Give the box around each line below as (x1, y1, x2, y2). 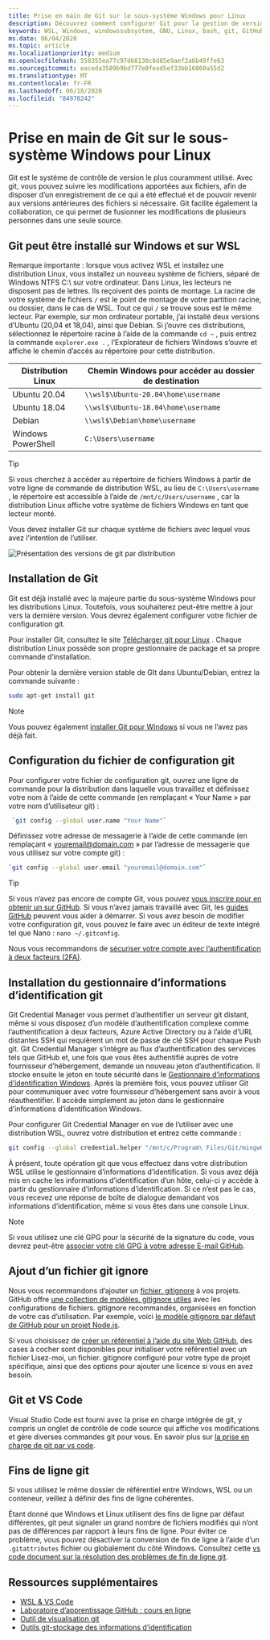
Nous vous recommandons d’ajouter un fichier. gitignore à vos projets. (8, 1285, 241, 1295)
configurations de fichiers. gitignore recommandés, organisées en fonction (8, 1303, 256, 1313)
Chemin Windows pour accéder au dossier (87, 365, 256, 376)
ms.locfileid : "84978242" (8, 94, 95, 102)
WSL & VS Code (19, 1597, 74, 1607)
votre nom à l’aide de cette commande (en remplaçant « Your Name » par (8, 792, 252, 802)
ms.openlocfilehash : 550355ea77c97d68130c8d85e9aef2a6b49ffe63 (8, 57, 225, 65)
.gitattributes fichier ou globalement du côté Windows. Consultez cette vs (8, 1543, 261, 1553)
